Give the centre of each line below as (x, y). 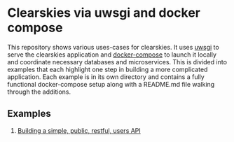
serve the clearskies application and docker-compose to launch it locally (112, 55)
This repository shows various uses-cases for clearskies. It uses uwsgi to (113, 47)
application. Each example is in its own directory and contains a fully (106, 77)
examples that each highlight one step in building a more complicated (108, 69)
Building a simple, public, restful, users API (79, 130)
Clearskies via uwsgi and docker (104, 13)
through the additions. (39, 92)
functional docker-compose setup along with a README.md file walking (111, 84)
